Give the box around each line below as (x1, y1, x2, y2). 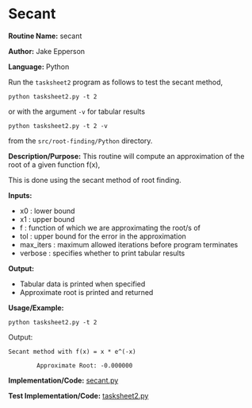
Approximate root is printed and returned (19, 287, 154, 297)
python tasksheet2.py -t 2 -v (8, 122, 109, 130)
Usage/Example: (8, 303, 64, 313)
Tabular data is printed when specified (19, 279, 146, 289)
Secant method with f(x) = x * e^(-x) (8, 348, 136, 356)
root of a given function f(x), (8, 160, 101, 169)
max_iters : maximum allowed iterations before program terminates (19, 239, 239, 249)
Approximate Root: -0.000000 (36, 361, 133, 370)
